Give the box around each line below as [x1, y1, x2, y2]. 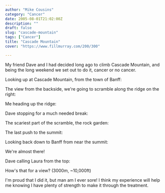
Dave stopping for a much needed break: [5, 110, 89, 116]
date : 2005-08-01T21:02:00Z [5, 16, 63, 21]
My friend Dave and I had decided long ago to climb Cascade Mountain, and [5, 62, 160, 67]
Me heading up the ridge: [5, 100, 57, 106]
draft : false [5, 26, 32, 31]
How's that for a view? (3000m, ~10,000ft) [5, 167, 92, 173]
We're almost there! [5, 148, 45, 154]
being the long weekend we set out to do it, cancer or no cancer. [5, 67, 136, 73]
